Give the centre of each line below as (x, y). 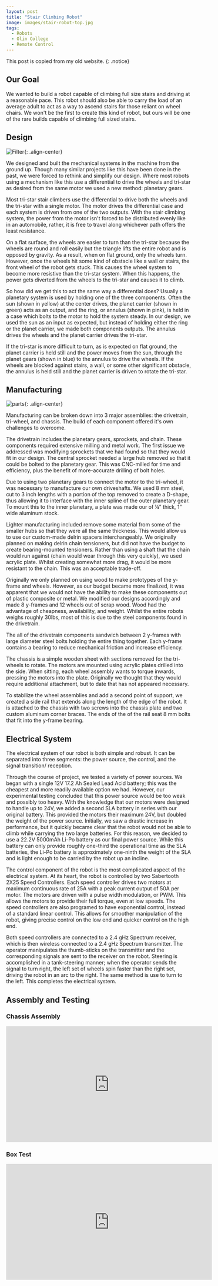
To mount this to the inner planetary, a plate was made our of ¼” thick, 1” (94, 507)
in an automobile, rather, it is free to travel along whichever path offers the (96, 224)
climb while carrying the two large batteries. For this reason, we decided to (97, 833)
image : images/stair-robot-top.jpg (50, 22)
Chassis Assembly (33, 1016)
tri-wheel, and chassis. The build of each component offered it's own (90, 422)
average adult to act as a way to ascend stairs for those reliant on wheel (93, 106)
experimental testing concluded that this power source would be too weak (96, 796)
